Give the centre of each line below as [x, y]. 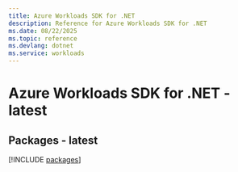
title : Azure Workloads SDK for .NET [72, 16]
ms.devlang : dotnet [41, 46]
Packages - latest [53, 140]
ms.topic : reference [43, 38]
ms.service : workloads [46, 53]
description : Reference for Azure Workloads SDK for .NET [108, 23]
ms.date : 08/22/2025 [43, 31]
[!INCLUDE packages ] [45, 159]
